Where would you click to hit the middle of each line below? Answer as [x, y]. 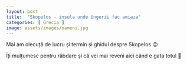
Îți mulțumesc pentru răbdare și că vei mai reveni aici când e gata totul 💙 [94, 56]
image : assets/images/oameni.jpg [47, 28]
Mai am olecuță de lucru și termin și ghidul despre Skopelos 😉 [82, 45]
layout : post [22, 11]
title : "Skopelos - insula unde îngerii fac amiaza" [74, 17]
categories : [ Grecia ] [35, 22]
